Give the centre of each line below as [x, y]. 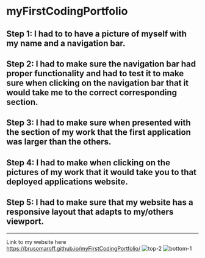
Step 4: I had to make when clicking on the [88, 163]
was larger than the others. [59, 142]
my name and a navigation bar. [66, 43]
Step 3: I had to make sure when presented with [99, 123]
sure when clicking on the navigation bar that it [98, 83]
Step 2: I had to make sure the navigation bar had [101, 64]
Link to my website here [36, 242]
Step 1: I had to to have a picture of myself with [97, 34]
